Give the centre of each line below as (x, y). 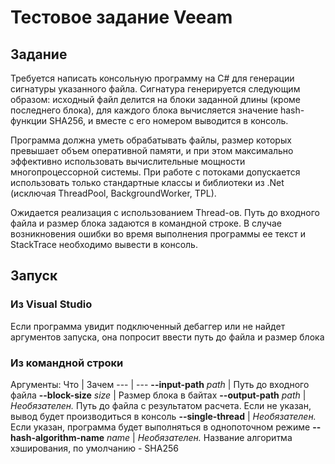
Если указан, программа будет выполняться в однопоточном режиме (160, 427)
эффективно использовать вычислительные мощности (128, 161)
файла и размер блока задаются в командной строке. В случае (146, 223)
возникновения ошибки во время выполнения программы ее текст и (158, 234)
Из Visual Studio (51, 304)
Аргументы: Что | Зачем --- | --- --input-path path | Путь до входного (160, 384)
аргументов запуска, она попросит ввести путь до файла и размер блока (167, 337)
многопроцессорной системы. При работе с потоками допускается (155, 172)
